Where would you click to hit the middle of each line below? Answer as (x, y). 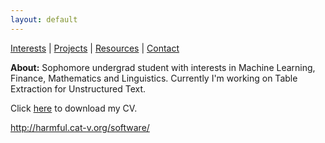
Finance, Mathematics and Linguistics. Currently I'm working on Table (154, 78)
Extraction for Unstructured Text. (78, 88)
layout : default (44, 19)
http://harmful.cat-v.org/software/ (80, 127)
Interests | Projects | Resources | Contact (95, 48)
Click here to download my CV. (74, 108)
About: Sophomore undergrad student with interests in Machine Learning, (163, 67)
